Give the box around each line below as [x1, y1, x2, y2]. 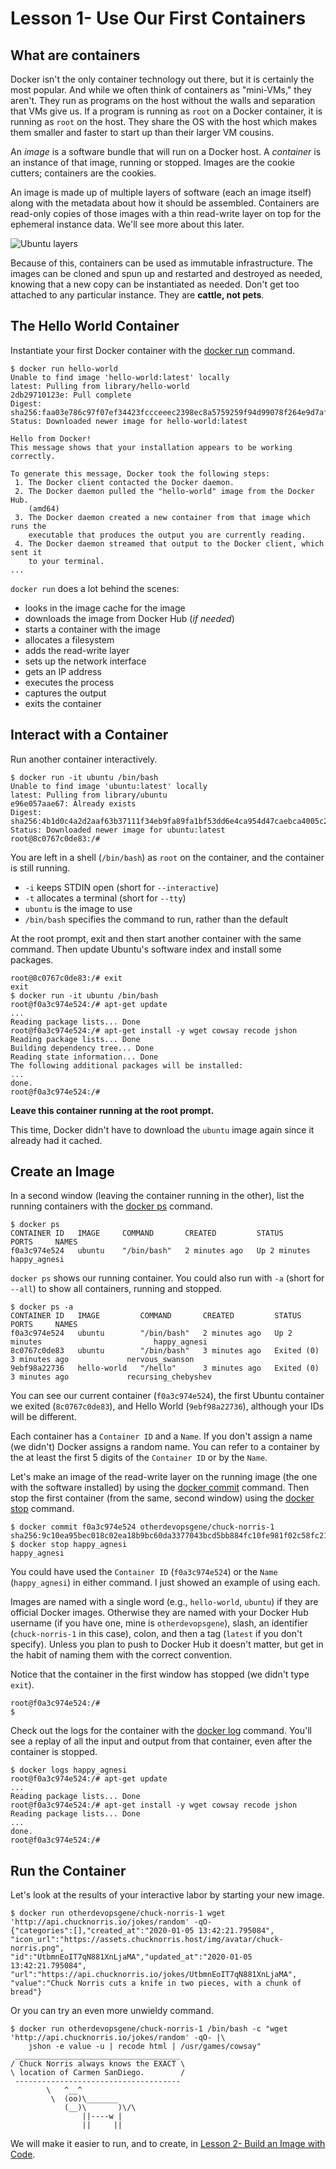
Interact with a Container [10, 727, 169, 744]
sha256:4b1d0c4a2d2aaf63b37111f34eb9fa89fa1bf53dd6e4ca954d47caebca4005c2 [10, 816, 329, 826]
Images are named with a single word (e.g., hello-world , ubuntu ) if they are [10, 1596, 319, 1608]
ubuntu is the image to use [24, 902, 133, 914]
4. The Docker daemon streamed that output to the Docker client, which [14, 538, 325, 549]
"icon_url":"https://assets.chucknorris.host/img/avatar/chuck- [10, 1935, 284, 1945]
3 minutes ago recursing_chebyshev [10, 1372, 213, 1382]
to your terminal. [28, 556, 105, 566]
